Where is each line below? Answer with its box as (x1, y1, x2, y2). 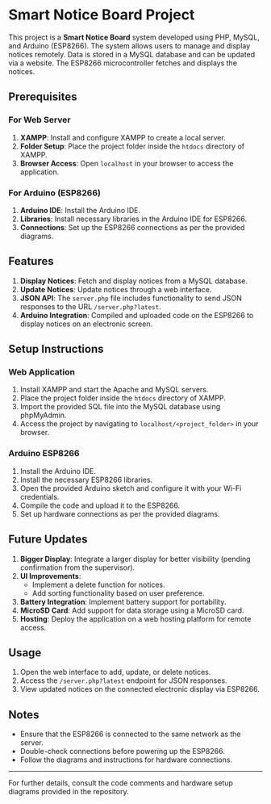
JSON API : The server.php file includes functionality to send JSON (19, 293, 242, 303)
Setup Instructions (8, 342, 104, 356)
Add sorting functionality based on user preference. (31, 588, 205, 598)
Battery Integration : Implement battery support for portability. (19, 597, 227, 606)
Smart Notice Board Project (8, 6, 195, 24)
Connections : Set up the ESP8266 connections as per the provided (19, 222, 245, 232)
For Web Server (8, 115, 71, 126)
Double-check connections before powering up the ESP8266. (19, 747, 226, 756)
